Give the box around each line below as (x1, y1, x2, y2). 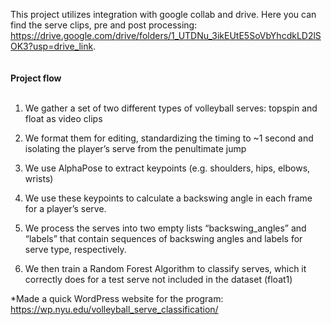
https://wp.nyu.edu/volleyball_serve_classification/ (10, 304, 219, 315)
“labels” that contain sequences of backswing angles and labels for (24, 233, 303, 244)
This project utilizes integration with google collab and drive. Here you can (10, 9, 317, 20)
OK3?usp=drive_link (10, 40, 94, 52)
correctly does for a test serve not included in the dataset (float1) (24, 274, 293, 285)
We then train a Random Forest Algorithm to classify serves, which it (24, 263, 307, 274)
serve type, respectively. (24, 244, 127, 255)
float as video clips (24, 113, 103, 124)
